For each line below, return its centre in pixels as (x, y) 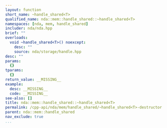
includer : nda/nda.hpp (29, 28)
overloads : (16, 38)
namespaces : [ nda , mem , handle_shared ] (47, 24)
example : (14, 84)
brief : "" (15, 33)
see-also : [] (19, 98)
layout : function (23, 10)
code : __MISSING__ (29, 93)
